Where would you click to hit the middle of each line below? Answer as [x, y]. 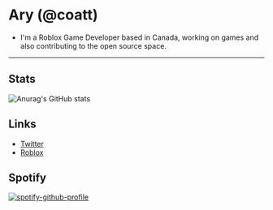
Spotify [28, 177]
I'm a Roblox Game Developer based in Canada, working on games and [139, 37]
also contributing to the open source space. [93, 45]
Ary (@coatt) [54, 15]
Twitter [32, 144]
